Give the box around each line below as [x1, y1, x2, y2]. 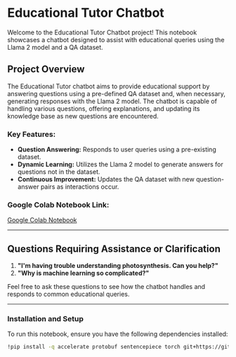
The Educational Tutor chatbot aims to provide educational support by [7, 82, 210, 90]
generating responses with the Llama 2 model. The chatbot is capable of [7, 97, 218, 105]
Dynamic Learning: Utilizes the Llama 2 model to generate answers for [17, 160, 223, 169]
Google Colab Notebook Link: [7, 200, 110, 210]
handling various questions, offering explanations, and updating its [7, 104, 200, 113]
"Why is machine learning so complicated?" [17, 269, 150, 278]
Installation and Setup [7, 314, 84, 324]
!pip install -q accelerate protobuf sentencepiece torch [7, 344, 181, 351]
